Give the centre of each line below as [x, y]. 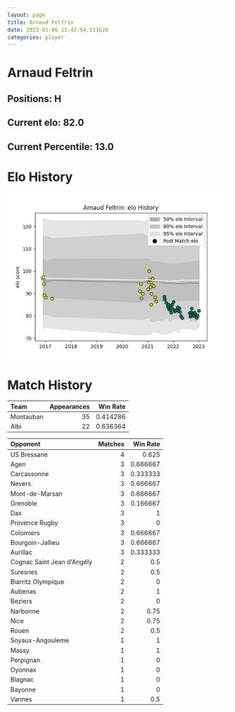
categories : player [36, 37]
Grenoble [24, 503]
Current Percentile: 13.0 [61, 147]
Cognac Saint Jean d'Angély [51, 562]
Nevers [21, 484]
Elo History [40, 177]
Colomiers [25, 532]
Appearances [69, 406]
